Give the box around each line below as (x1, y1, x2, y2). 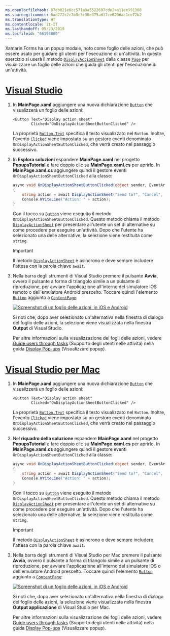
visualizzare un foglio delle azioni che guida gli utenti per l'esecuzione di (5, 62, 157, 67)
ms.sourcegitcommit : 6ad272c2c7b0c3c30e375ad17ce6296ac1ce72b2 (5, 12, 142, 17)
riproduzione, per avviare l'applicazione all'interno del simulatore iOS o (12, 563, 161, 569)
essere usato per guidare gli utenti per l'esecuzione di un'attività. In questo (5, 50, 161, 57)
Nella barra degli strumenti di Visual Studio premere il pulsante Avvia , (12, 273, 158, 279)
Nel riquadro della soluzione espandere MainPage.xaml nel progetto (12, 436, 158, 442)
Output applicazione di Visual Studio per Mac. (12, 604, 111, 610)
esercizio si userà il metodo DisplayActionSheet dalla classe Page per (5, 56, 149, 62)
